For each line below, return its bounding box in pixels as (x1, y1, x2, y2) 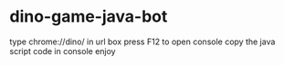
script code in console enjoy (9, 45, 116, 56)
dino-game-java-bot (9, 6, 168, 27)
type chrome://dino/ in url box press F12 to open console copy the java (9, 36, 276, 47)
